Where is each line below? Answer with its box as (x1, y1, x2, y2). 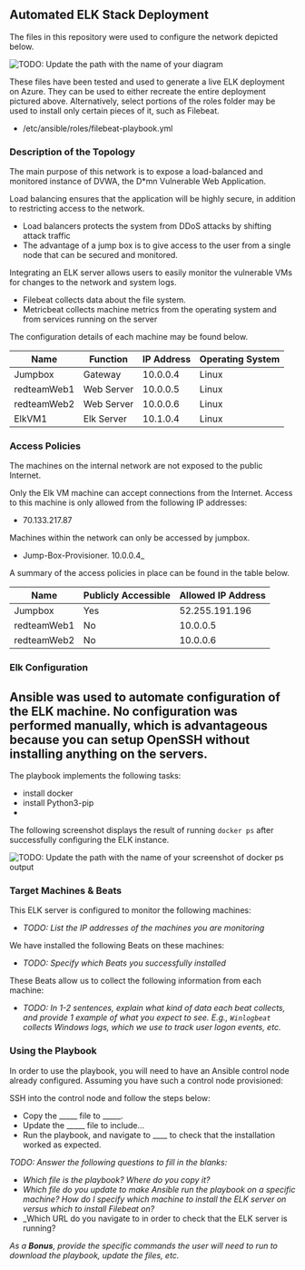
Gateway (83, 368, 122, 381)
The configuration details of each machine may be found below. (9, 332, 248, 342)
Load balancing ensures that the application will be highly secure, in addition (9, 193, 296, 204)
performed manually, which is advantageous (9, 718, 268, 733)
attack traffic (22, 231, 71, 242)
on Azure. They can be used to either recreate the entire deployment (9, 85, 266, 96)
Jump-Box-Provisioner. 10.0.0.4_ (22, 550, 145, 561)
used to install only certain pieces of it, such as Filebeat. (9, 104, 220, 116)
